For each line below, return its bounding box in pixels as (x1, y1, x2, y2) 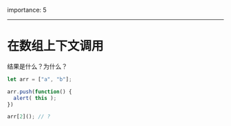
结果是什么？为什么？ (7, 62, 67, 71)
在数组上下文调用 (7, 38, 104, 54)
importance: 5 (7, 6, 47, 14)
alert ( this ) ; (13, 94, 57, 101)
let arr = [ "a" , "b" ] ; (7, 75, 72, 83)
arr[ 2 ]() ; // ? (7, 113, 51, 121)
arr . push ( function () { (7, 88, 72, 95)
